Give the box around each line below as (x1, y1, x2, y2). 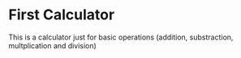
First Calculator (8, 6, 115, 24)
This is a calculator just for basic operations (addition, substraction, (8, 32, 234, 42)
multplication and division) (8, 40, 97, 50)
